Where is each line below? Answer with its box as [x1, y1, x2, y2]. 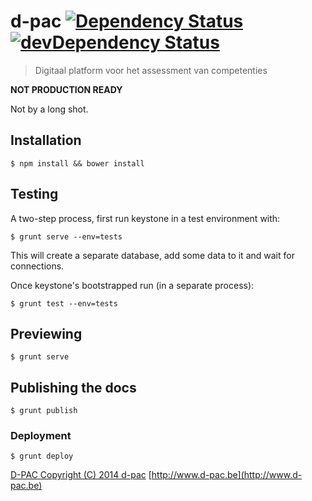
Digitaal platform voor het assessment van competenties [34, 64, 268, 76]
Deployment [10, 429, 72, 443]
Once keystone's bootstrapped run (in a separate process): [10, 279, 255, 291]
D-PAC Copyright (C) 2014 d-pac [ [10, 469, 152, 481]
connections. [10, 260, 65, 272]
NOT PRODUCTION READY [10, 83, 123, 95]
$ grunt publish [10, 406, 78, 416]
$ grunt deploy [10, 451, 74, 462]
